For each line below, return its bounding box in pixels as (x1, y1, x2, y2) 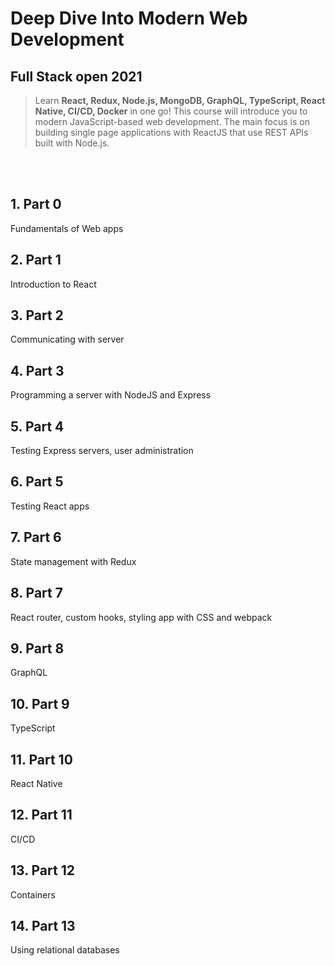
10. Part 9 (10, 695, 70, 712)
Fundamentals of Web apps (10, 222, 124, 234)
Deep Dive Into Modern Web (10, 7, 248, 30)
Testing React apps (10, 500, 90, 512)
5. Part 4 (10, 418, 65, 435)
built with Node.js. (34, 137, 110, 149)
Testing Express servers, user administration (10, 445, 194, 457)
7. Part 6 (10, 529, 62, 546)
